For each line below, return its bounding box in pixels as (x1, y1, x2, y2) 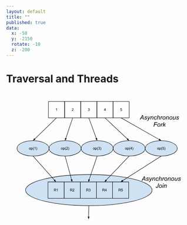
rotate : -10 (11, 42, 41, 48)
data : (6, 25, 19, 31)
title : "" (6, 14, 31, 20)
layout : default (6, 8, 46, 15)
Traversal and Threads (6, 72, 119, 85)
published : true (6, 19, 46, 25)
